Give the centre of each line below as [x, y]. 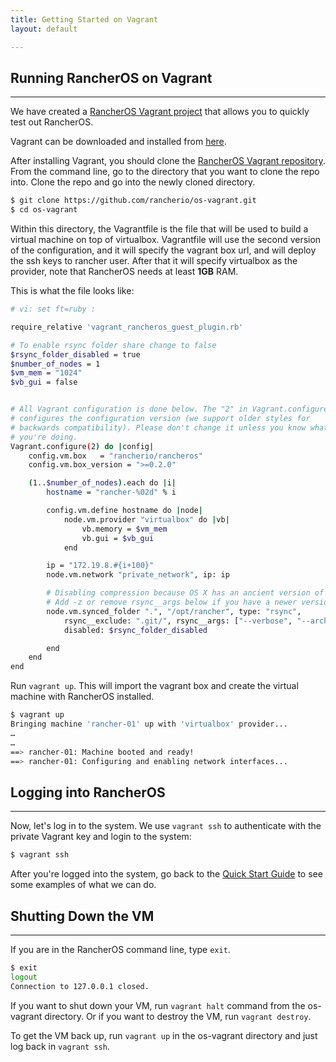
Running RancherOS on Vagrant [111, 77]
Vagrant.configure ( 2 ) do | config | [82, 446]
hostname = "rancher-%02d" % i [111, 492]
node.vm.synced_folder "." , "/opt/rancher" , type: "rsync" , [174, 611]
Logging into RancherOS [88, 792]
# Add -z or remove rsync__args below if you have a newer [172, 602]
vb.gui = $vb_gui [118, 538]
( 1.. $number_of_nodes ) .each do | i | [102, 483]
